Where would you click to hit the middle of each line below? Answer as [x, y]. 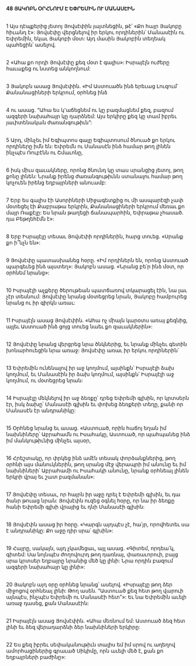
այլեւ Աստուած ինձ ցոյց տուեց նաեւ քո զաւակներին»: [80, 327]
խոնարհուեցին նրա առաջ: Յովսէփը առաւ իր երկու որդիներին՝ [93, 350]
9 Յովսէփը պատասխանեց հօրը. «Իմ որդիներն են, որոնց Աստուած [97, 260]
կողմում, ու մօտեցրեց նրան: [44, 380]
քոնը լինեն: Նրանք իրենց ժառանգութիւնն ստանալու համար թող [94, 176]
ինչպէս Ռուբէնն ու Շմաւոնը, [44, 152]
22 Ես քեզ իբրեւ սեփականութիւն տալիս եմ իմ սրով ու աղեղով [91, 645]
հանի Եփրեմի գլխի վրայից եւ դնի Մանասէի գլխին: [75, 507]
